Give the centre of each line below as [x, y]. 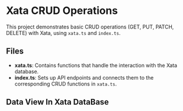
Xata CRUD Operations [62, 11]
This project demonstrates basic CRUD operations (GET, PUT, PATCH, [90, 27]
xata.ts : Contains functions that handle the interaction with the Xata [96, 65]
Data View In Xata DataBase [57, 102]
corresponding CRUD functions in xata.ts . [66, 84]
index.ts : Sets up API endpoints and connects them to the [84, 77]
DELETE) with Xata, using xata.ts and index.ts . [63, 33]
